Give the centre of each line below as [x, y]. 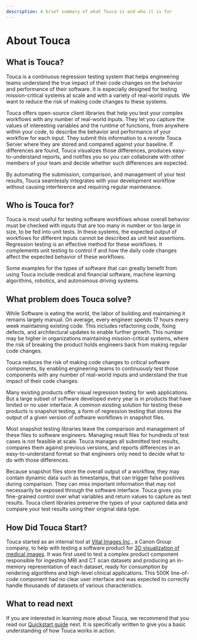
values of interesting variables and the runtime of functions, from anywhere [98, 125]
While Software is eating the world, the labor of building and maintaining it [96, 314]
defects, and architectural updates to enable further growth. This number [95, 332]
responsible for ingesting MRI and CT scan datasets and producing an [91, 561]
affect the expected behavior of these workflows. [66, 257]
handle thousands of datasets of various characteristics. [74, 585]
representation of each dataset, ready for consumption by [98, 567]
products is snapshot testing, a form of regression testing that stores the [94, 411]
